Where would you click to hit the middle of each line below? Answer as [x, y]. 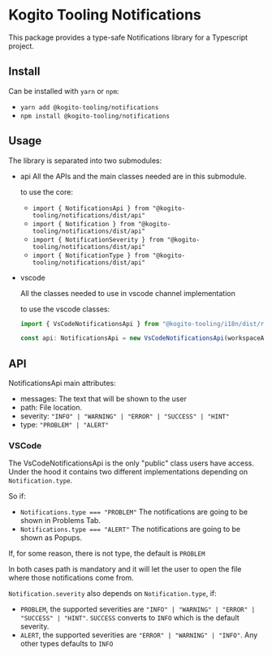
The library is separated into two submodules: [85, 161]
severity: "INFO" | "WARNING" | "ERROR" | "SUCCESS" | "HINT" [125, 416]
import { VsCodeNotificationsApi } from [89, 324]
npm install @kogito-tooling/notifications [95, 116]
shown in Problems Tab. [60, 521]
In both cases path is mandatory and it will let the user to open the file [125, 569]
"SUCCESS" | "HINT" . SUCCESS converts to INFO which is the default [130, 618]
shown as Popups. [51, 538]
